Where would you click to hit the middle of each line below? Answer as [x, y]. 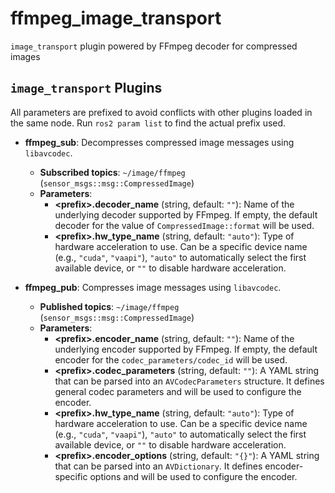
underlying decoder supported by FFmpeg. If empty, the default [186, 214]
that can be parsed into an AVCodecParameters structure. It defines [189, 381]
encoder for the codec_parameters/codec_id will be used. [171, 359]
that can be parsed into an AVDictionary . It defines [158, 466]
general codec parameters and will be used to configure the [178, 391]
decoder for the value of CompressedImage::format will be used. [184, 225]
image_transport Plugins [86, 88]
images [25, 56]
